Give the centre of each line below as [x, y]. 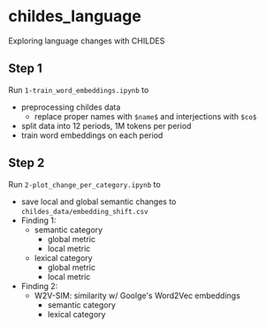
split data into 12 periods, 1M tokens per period [106, 126]
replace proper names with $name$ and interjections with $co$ [145, 116]
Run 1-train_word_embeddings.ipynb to [79, 89]
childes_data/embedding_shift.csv [84, 211]
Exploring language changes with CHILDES [87, 41]
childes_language [75, 16]
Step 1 [26, 69]
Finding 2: [39, 286]
